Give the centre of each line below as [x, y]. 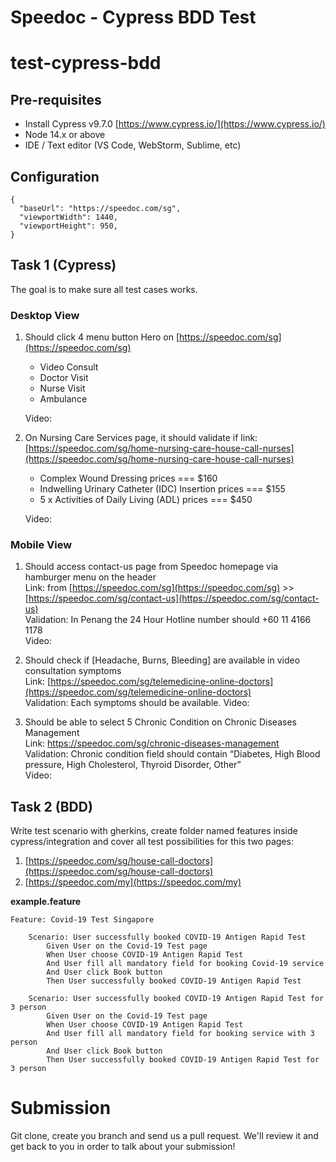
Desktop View [45, 315]
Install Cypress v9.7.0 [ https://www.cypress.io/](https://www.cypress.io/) [175, 124]
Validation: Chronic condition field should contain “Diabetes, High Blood [172, 754]
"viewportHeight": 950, [68, 226]
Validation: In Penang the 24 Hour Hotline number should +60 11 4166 [168, 620]
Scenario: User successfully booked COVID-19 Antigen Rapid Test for [176, 999]
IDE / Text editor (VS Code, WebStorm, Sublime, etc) [133, 145]
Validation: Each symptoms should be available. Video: [137, 703]
